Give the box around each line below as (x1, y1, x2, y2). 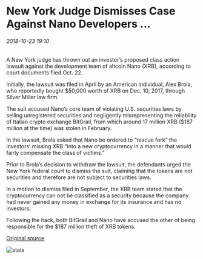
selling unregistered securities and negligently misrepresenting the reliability (6, 112, 197, 119)
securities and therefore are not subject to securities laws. (6, 174, 151, 181)
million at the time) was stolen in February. (6, 125, 112, 132)
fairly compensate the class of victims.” (6, 149, 105, 157)
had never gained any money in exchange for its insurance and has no (6, 198, 182, 206)
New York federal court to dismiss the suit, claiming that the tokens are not (6, 168, 193, 175)
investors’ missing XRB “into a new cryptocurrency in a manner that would (6, 143, 191, 150)
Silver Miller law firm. (6, 94, 59, 101)
